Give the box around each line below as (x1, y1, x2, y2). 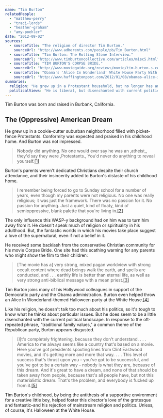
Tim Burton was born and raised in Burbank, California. (5, 101, 115, 107)
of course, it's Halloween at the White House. (5, 407, 96, 413)
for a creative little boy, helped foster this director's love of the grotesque (5, 397, 151, 403)
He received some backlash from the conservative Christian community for (5, 242, 155, 248)
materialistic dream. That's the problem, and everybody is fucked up (16, 377, 154, 383)
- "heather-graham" (9, 25, 49, 30)
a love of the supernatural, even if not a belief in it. (5, 233, 106, 239)
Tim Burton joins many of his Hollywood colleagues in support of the (5, 287, 142, 293)
